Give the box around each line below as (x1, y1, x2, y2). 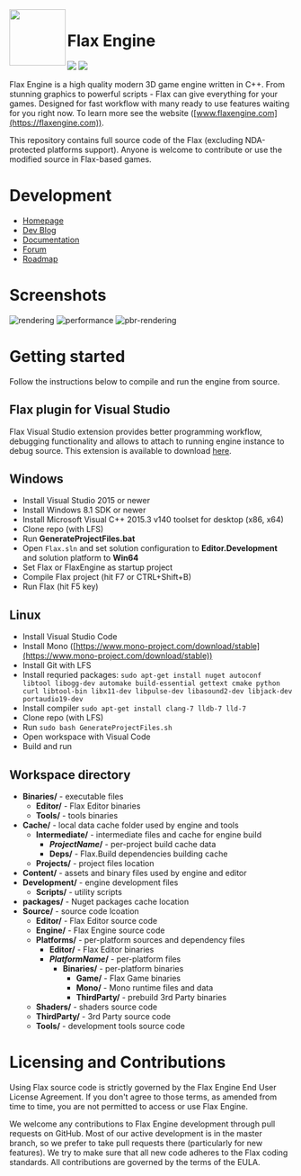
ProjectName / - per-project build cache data (49, 839, 217, 849)
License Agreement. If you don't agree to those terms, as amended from (9, 1091, 277, 1102)
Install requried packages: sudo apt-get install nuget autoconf (22, 670, 262, 681)
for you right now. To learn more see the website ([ (9, 107, 197, 118)
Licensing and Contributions (9, 1053, 226, 1072)
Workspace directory (9, 767, 131, 782)
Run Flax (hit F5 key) (22, 581, 99, 593)
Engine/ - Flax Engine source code (35, 925, 165, 936)
